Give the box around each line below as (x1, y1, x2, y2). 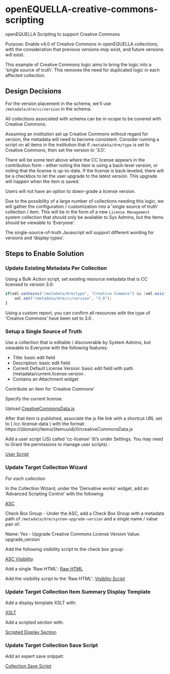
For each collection (5, 475, 46, 481)
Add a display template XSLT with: (5, 600, 77, 606)
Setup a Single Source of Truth (5, 328, 82, 335)
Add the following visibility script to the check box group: (5, 546, 124, 552)
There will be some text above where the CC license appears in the (5, 157, 145, 163)
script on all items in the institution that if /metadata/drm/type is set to (5, 141, 150, 147)
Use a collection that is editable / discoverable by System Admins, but (5, 340, 151, 346)
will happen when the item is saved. (5, 178, 80, 184)
